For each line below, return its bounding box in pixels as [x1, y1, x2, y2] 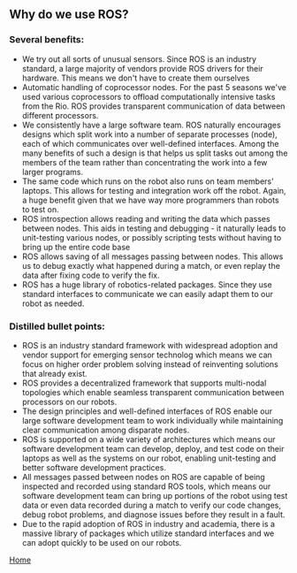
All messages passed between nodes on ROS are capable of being [21, 471, 265, 482]
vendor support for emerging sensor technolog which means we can [21, 349, 272, 360]
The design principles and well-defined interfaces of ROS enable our [21, 406, 273, 416]
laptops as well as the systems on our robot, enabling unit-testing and [21, 453, 277, 463]
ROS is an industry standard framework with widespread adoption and [21, 340, 278, 350]
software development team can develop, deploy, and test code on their [21, 443, 285, 454]
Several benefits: [9, 34, 85, 46]
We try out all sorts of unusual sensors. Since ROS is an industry [21, 53, 257, 65]
